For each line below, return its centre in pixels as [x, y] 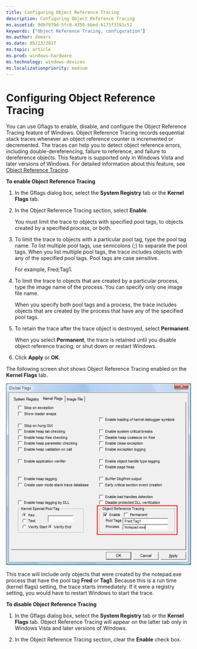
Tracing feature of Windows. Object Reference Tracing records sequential [95, 133]
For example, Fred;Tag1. [43, 269]
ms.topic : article [28, 50]
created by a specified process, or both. [63, 228]
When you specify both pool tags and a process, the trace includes [96, 305]
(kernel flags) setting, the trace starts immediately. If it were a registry [90, 587]
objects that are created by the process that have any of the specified [99, 311]
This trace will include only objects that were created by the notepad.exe [94, 574]
